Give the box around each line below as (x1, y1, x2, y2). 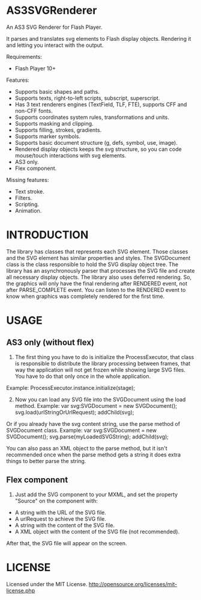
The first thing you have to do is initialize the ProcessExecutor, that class (14, 353, 194, 360)
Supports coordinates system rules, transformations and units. (14, 114, 170, 121)
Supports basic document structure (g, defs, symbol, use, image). (14, 139, 178, 146)
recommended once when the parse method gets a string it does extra (6, 451, 181, 458)
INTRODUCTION (6, 228, 89, 242)
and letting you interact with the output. (6, 41, 104, 49)
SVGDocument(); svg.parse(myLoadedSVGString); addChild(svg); (6, 433, 169, 440)
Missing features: (6, 176, 49, 183)
